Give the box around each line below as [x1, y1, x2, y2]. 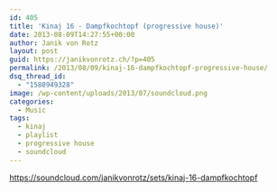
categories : [9, 96, 54, 106]
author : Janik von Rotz [9, 38, 99, 48]
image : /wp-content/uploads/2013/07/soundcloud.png [9, 88, 208, 97]
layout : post [9, 47, 59, 56]
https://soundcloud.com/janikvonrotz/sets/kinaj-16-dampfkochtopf [9, 172, 258, 183]
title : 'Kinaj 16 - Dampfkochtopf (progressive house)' [9, 22, 224, 31]
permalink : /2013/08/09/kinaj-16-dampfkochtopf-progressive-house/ [9, 64, 269, 73]
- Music [17, 105, 47, 114]
